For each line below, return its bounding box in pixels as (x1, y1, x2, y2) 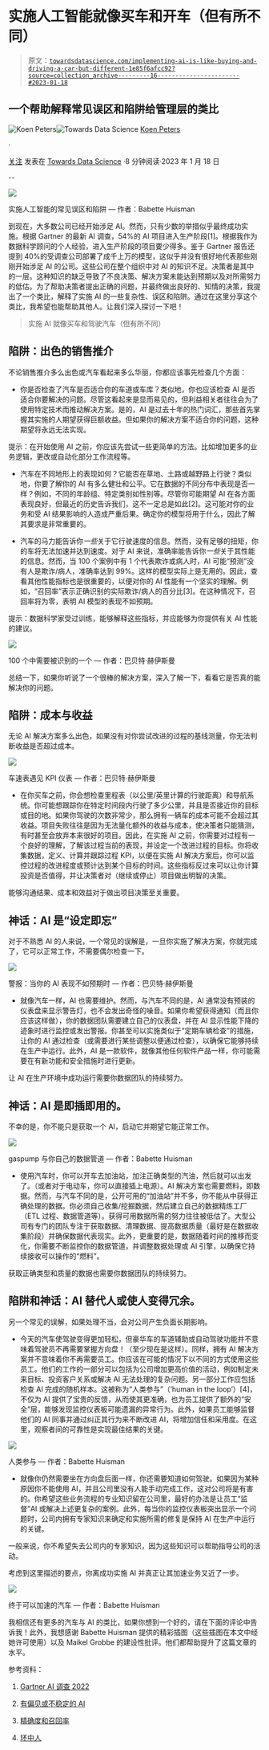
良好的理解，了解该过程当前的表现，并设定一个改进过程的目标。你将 (26, 840, 252, 850)
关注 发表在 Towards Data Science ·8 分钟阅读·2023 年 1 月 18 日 (8, 156, 220, 166)
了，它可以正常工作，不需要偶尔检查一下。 (8, 947, 149, 956)
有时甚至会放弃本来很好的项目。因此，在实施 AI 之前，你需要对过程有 (19, 831, 249, 840)
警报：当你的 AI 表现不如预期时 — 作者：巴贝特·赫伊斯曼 (8, 979, 194, 988)
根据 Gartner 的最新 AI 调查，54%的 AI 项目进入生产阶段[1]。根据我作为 (22, 231, 258, 241)
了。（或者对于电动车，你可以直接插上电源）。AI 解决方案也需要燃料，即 (19, 1181, 254, 1190)
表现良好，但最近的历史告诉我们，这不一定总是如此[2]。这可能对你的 (19, 499, 247, 509)
